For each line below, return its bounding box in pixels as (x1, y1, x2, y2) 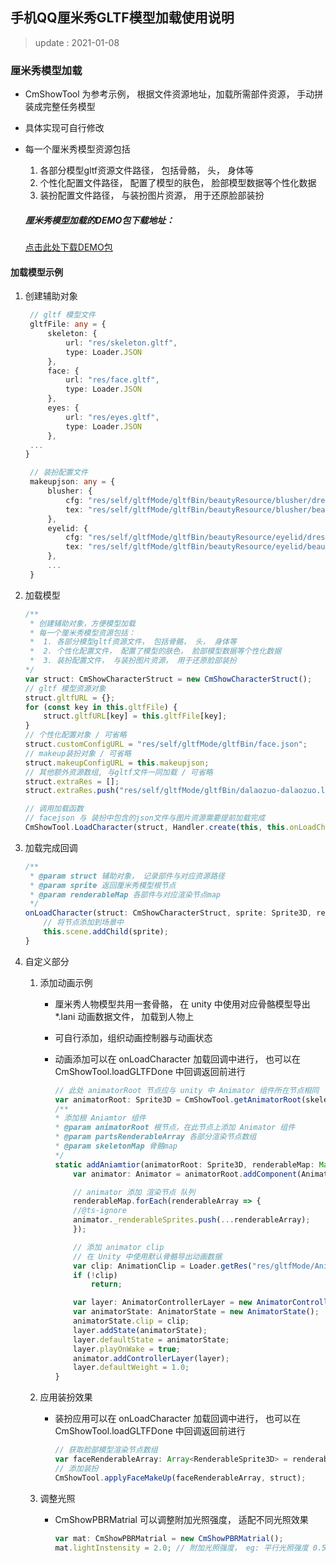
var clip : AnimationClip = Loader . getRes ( (73, 1261, 253, 1271)
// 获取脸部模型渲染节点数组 (54, 1445, 158, 1455)
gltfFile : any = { (29, 319, 107, 330)
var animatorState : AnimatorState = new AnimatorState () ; (73, 1307, 320, 1317)
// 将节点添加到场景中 (43, 918, 124, 928)
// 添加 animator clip (73, 1242, 165, 1252)
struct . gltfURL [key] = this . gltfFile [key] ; (43, 711, 228, 722)
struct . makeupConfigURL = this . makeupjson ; (24, 758, 210, 768)
